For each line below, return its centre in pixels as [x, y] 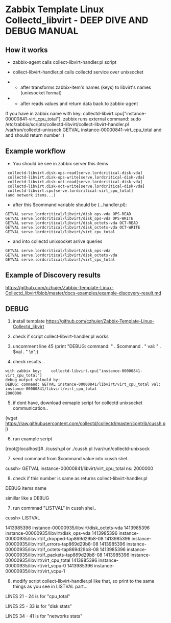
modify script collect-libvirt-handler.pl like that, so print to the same [83, 581]
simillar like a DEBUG [27, 498]
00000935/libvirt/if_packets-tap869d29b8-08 [54, 555]
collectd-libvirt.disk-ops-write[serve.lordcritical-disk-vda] [76, 177]
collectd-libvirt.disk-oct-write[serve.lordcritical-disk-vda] [76, 186]
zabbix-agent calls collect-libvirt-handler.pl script [65, 62]
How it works [27, 50]
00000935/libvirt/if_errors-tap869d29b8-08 [52, 544]
